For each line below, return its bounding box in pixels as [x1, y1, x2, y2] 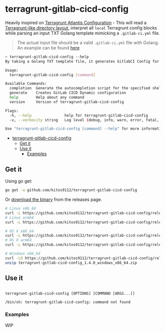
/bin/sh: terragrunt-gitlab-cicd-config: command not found [5, 300, 131, 305]
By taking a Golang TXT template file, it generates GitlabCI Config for [5, 59, 160, 64]
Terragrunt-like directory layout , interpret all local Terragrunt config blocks [5, 25, 157, 30]
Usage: [5, 68, 19, 73]
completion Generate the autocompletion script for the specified [9, 86, 151, 91]
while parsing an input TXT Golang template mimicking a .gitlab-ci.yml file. [5, 30, 160, 36]
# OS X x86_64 [5, 228, 34, 234]
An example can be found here [17, 45, 80, 51]
